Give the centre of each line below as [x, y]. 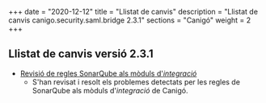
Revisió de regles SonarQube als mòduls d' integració [108, 73]
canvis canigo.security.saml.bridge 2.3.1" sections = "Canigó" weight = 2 [130, 20]
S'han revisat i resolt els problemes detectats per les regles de [136, 82]
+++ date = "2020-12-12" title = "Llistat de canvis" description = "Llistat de [133, 12]
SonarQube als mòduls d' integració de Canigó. [110, 90]
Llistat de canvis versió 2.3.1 [81, 54]
